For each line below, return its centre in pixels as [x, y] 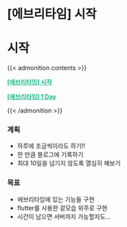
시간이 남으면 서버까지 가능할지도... [64, 216]
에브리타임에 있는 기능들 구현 [56, 199]
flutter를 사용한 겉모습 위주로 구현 [62, 208]
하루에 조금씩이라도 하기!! [51, 146]
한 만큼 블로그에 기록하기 [50, 155]
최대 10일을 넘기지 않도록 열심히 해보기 [69, 164]
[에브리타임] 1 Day [32, 97]
